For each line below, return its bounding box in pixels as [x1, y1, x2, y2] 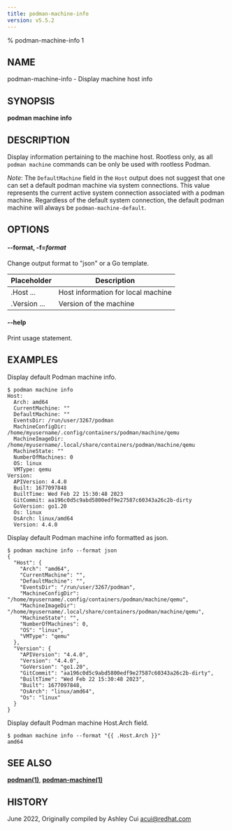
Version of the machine [58, 298, 135, 308]
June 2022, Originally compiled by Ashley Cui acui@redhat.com [7, 815, 191, 823]
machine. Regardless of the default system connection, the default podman [7, 195, 224, 204]
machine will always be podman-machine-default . [7, 203, 147, 212]
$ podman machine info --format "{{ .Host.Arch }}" [7, 732, 161, 739]
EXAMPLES [7, 354, 58, 366]
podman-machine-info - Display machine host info [7, 75, 153, 83]
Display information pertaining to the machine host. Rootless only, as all [7, 152, 213, 161]
